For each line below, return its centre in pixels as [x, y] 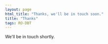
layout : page [18, 9]
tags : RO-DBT [18, 23]
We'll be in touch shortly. [30, 37]
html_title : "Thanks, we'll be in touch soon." [54, 14]
